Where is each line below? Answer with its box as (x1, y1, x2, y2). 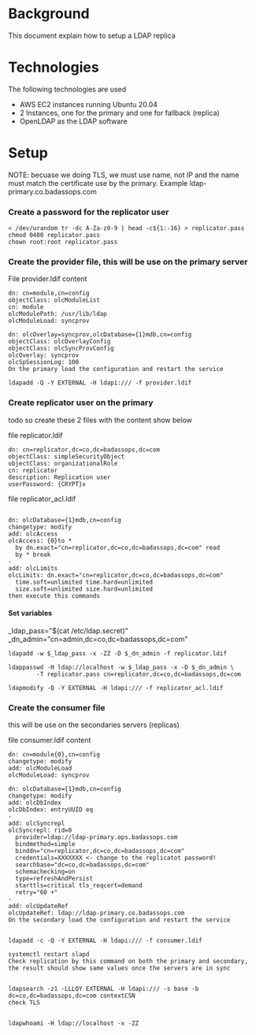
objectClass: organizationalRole (8, 459, 118, 467)
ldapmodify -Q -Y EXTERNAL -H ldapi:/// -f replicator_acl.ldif (8, 684, 224, 692)
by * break (15, 551, 51, 558)
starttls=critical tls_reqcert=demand (15, 881, 143, 890)
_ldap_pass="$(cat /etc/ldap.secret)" (8, 625, 128, 635)
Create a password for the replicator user (8, 206, 169, 217)
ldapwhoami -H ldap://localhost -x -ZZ (8, 1019, 139, 1028)
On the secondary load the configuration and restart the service (8, 916, 231, 924)
